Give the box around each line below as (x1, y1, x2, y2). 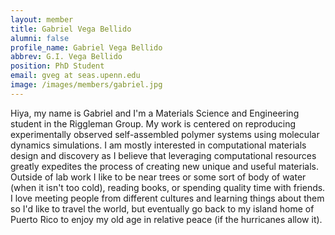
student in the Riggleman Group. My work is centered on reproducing (10, 117, 297, 130)
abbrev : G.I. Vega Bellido (10, 52, 123, 62)
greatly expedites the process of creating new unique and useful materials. (10, 160, 319, 172)
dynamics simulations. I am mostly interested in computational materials (10, 139, 307, 151)
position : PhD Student (10, 61, 105, 71)
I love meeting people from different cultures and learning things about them (10, 192, 325, 204)
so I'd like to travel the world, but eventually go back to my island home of (10, 202, 315, 215)
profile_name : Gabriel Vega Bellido (10, 42, 163, 53)
